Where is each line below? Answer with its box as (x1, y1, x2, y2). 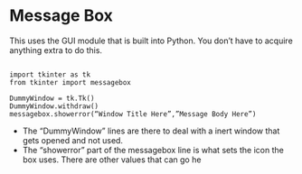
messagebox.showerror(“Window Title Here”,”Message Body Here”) (9, 109, 257, 118)
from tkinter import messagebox (9, 78, 131, 87)
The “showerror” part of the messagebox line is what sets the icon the (22, 144, 285, 155)
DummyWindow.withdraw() (9, 101, 99, 111)
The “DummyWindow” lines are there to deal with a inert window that (22, 125, 280, 136)
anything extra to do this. (9, 44, 102, 55)
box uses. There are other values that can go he (22, 154, 202, 165)
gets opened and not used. (22, 134, 124, 145)
